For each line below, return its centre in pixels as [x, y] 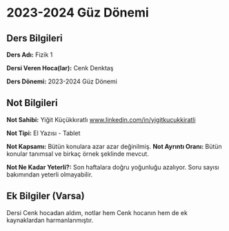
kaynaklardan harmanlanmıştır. [50, 220]
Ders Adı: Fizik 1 [30, 54]
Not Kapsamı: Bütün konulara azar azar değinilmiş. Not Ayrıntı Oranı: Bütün [114, 146]
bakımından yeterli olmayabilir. [50, 174]
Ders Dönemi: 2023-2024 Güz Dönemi [62, 81]
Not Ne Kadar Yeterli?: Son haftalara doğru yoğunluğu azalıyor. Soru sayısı [113, 167]
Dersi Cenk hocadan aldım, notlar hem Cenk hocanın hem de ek [97, 212]
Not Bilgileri [32, 103]
